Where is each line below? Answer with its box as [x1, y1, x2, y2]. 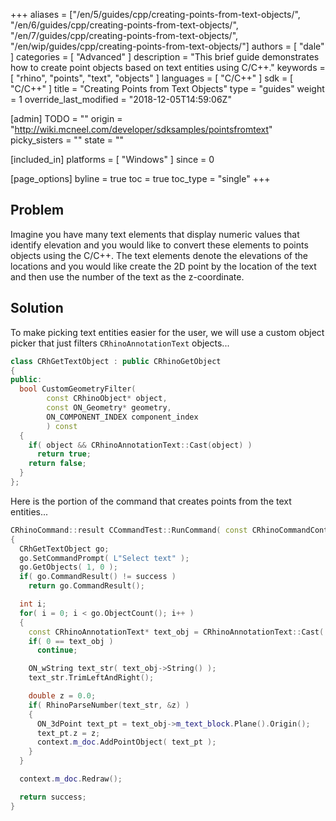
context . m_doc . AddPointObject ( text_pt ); [36, 737, 217, 748]
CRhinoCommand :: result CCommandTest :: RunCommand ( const [10, 525, 248, 535]
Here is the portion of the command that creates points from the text [10, 495, 292, 507]
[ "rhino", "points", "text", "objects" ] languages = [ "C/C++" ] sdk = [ [10, 72, 294, 84]
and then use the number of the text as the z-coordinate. [10, 270, 245, 283]
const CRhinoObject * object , [46, 394, 168, 404]
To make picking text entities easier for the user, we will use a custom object [10, 326, 325, 338]
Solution [10, 300, 64, 317]
